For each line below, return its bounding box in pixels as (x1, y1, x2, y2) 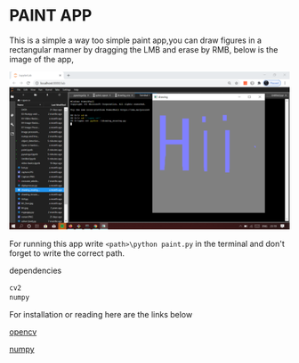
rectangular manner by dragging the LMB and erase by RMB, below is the (9, 44, 279, 54)
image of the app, (9, 54, 74, 64)
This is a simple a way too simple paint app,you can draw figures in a (9, 35, 263, 45)
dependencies (9, 265, 62, 276)
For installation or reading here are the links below (9, 309, 193, 320)
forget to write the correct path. (9, 248, 125, 259)
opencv (9, 326, 37, 337)
